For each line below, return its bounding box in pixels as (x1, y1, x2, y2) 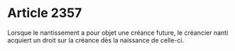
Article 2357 (7, 5, 82, 21)
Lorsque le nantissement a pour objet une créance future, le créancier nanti (7, 28, 229, 37)
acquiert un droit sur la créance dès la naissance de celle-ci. (7, 35, 185, 44)
